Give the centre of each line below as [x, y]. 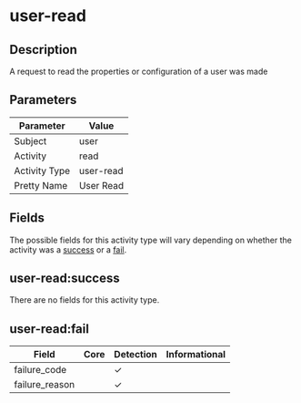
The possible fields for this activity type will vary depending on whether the [151, 240]
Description [43, 50]
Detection [135, 355]
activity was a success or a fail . [68, 249]
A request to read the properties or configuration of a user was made [139, 71]
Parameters [43, 100]
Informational [196, 355]
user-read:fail [49, 329]
